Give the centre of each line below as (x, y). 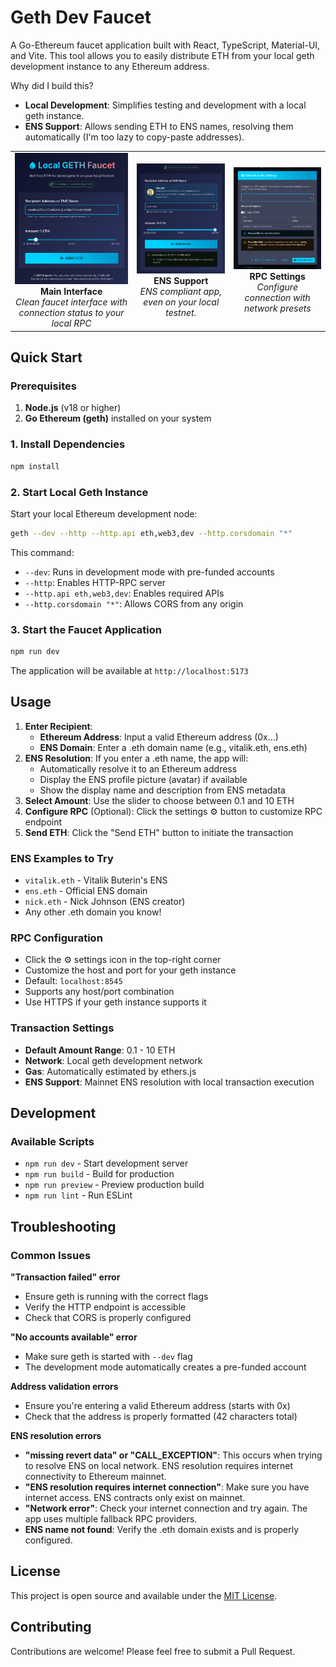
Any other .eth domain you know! (93, 912)
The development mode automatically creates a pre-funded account (165, 1367)
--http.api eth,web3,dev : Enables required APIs (124, 593)
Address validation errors (64, 1387)
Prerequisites (43, 386)
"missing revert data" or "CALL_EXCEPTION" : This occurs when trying (173, 1455)
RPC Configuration (56, 938)
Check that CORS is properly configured (108, 1318)
